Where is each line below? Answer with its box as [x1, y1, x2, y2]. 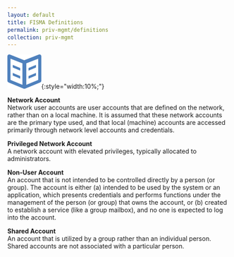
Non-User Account [7, 168, 64, 177]
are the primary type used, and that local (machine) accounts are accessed [7, 119, 226, 127]
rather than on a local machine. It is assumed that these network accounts [7, 111, 223, 119]
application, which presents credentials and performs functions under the [7, 191, 221, 199]
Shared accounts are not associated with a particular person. [7, 242, 185, 251]
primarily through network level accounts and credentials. [7, 126, 175, 134]
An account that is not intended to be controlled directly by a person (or [7, 176, 216, 184]
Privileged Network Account [7, 140, 93, 148]
